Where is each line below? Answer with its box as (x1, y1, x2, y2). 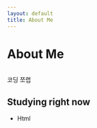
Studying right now (7, 96, 91, 107)
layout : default (7, 10, 53, 17)
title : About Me (7, 17, 53, 23)
